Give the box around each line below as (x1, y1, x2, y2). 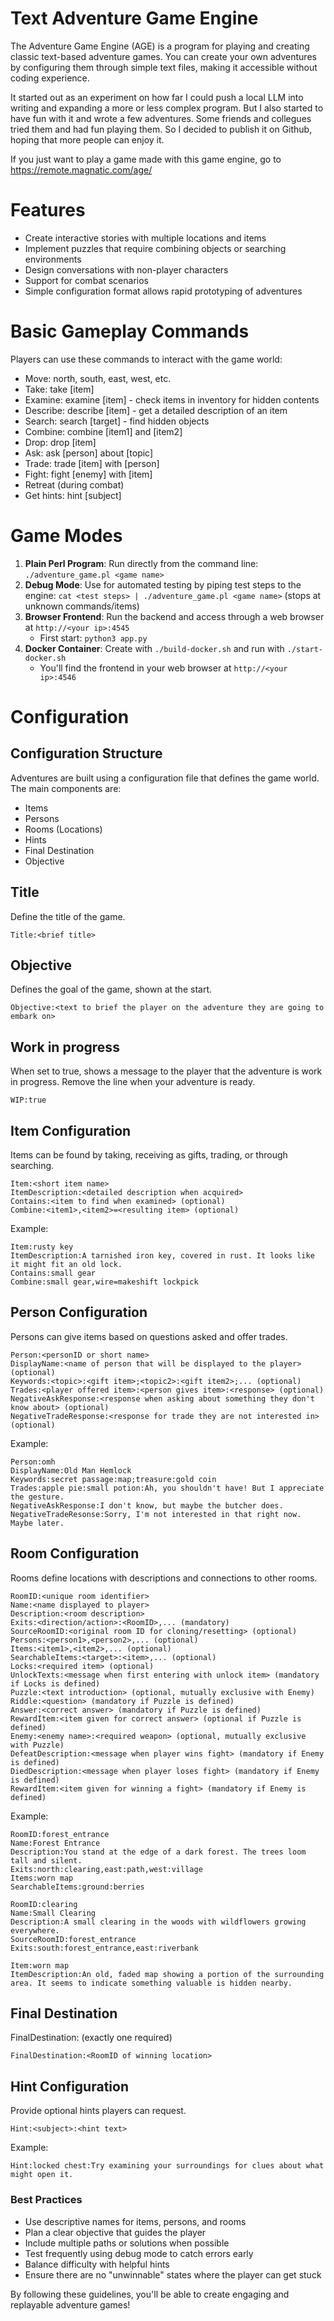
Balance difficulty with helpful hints (24, 2258, 170, 2270)
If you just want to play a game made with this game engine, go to (10, 153, 282, 165)
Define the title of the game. (10, 910, 126, 922)
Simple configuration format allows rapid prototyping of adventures (24, 285, 303, 297)
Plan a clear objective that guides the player (24, 2226, 207, 2238)
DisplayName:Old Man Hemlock (10, 1465, 132, 1476)
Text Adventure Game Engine (10, 7, 259, 30)
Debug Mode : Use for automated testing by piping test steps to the (24, 578, 302, 591)
